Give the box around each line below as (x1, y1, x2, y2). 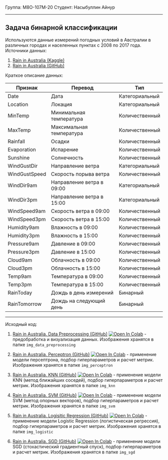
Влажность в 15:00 (50, 232, 98, 239)
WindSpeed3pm (7, 215, 46, 222)
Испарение (50, 146, 78, 153)
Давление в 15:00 (50, 248, 95, 255)
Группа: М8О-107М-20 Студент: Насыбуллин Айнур (5, 5, 115, 10)
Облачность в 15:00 (50, 265, 100, 272)
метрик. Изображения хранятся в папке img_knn (12, 382, 115, 388)
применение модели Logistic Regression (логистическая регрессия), (12, 418, 160, 424)
